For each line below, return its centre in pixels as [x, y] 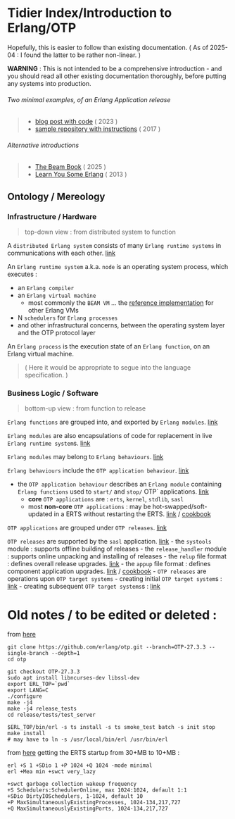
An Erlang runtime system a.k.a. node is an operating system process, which [118, 267]
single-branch [28, 654]
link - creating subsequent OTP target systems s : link [84, 587]
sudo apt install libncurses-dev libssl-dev [74, 678]
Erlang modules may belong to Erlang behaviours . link [85, 457]
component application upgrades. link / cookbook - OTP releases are [107, 571]
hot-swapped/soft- [180, 507]
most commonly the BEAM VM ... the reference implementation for [121, 303]
